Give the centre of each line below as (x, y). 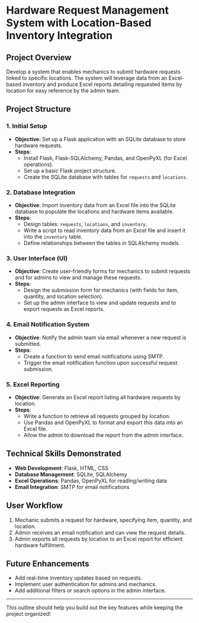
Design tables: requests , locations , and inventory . (85, 224)
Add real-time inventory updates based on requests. (78, 578)
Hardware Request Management (87, 10)
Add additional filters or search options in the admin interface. (90, 590)
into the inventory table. (53, 236)
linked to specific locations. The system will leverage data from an (87, 78)
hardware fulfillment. (40, 545)
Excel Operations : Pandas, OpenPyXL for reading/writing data (91, 481)
